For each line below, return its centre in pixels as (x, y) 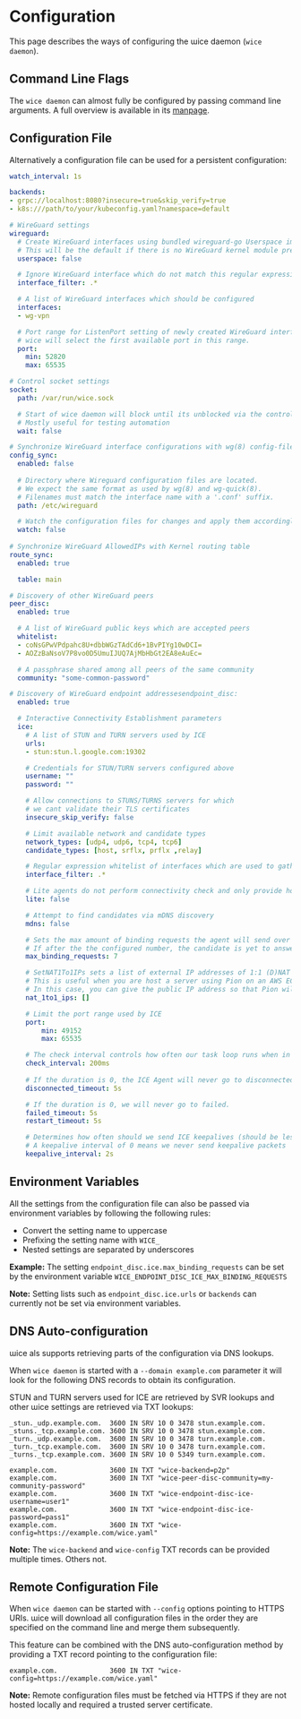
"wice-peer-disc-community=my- (216, 1478)
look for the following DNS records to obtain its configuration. (122, 1379)
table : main (40, 580)
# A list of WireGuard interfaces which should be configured (136, 299)
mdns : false (47, 924)
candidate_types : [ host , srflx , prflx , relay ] (114, 850)
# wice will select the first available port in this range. (134, 340)
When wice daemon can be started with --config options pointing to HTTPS (147, 1609)
